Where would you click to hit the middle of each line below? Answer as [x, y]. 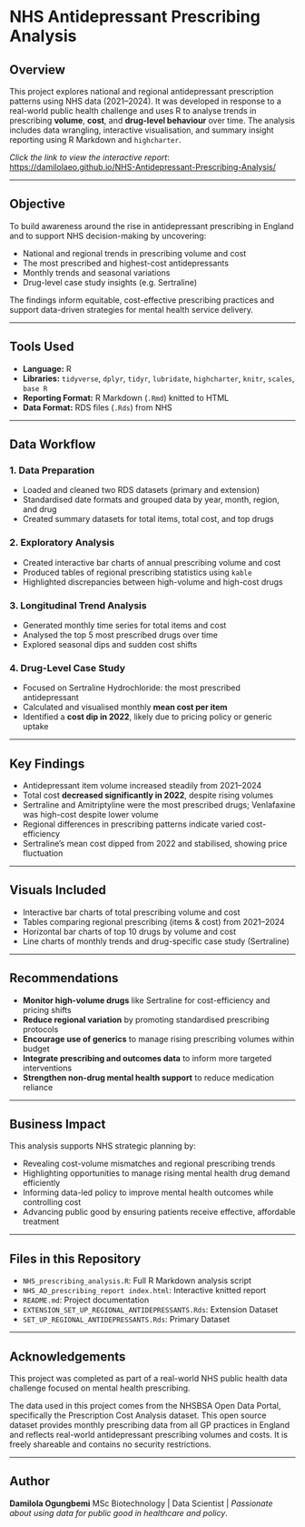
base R [35, 388]
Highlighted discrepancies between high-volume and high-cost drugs [152, 582]
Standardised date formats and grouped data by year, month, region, [151, 500]
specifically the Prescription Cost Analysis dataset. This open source [138, 1415]
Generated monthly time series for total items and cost [124, 625]
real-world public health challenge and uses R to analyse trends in [133, 111]
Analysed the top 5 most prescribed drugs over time [120, 635]
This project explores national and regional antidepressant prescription [142, 91]
